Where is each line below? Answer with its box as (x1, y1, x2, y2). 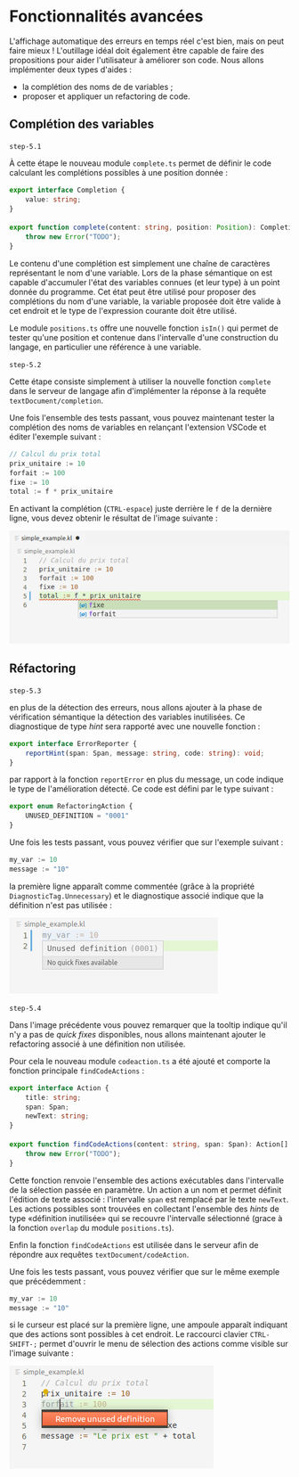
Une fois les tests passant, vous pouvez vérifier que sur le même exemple (9, 1266, 280, 1276)
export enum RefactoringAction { (9, 802, 133, 811)
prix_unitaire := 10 (9, 459, 86, 468)
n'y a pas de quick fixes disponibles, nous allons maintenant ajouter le (9, 1029, 266, 1039)
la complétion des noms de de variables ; (21, 81, 174, 92)
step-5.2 (9, 360, 42, 369)
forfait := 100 (9, 468, 66, 478)
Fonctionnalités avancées (9, 6, 204, 27)
